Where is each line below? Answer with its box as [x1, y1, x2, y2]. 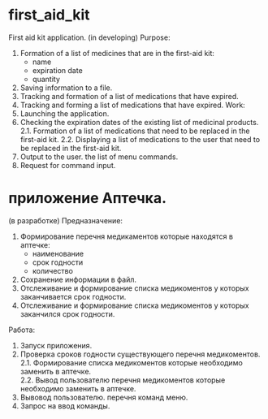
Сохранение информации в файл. [19, 274, 136, 284]
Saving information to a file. [19, 83, 113, 93]
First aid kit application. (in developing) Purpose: [8, 32, 171, 42]
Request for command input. [19, 160, 116, 170]
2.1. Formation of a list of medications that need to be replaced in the [19, 126, 250, 136]
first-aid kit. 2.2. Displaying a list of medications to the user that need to [19, 134, 261, 144]
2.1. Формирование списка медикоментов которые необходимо [19, 357, 244, 367]
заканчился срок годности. [19, 309, 115, 318]
